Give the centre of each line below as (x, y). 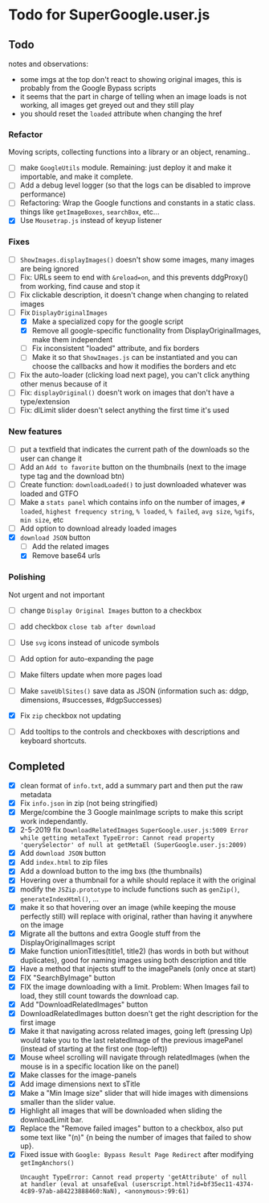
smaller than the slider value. (67, 1102)
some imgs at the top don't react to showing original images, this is (131, 79)
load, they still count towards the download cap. (99, 995)
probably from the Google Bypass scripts (88, 88)
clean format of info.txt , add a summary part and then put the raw (131, 785)
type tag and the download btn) (72, 476)
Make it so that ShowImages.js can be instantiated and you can (135, 358)
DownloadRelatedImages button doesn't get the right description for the (139, 1013)
